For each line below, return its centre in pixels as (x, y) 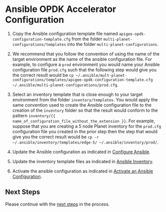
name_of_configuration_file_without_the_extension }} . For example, (83, 121)
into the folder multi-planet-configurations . (113, 44)
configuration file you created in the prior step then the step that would (85, 131)
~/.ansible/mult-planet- (101, 75)
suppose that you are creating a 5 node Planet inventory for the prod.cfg (87, 126)
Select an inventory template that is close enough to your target (78, 94)
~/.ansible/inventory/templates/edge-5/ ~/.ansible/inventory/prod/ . (85, 142)
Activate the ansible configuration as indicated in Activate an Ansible (83, 171)
